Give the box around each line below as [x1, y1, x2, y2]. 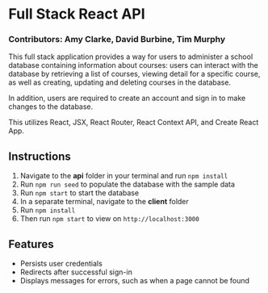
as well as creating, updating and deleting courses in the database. [8, 77, 232, 87]
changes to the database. [8, 102, 94, 111]
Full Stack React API [8, 5, 145, 23]
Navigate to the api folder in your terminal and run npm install [19, 171, 228, 181]
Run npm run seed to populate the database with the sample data [19, 179, 236, 190]
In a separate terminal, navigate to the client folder [19, 197, 190, 207]
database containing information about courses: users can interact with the [8, 61, 258, 70]
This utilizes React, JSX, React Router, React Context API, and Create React [8, 118, 259, 128]
